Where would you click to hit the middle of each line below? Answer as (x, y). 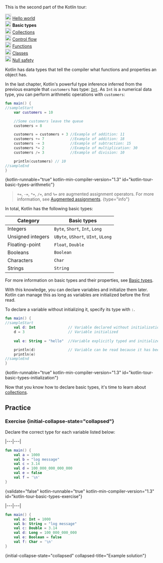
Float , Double (69, 245)
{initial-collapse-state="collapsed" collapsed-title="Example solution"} (76, 555)
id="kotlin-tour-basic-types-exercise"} (44, 496)
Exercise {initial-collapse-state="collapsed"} (60, 421)
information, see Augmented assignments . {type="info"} (73, 199)
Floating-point (24, 245)
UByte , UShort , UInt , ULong (83, 237)
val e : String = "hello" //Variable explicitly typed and (75, 341)
